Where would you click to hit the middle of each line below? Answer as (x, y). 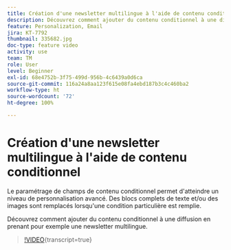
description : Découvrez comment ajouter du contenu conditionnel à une (112, 20)
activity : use (27, 52)
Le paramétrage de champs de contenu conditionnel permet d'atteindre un (113, 191)
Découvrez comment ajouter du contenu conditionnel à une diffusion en (109, 219)
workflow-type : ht (33, 90)
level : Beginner (30, 71)
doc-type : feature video (43, 45)
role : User (23, 65)
